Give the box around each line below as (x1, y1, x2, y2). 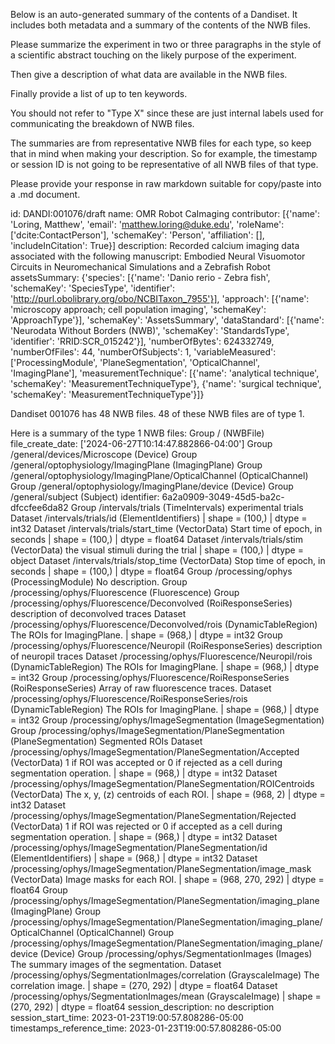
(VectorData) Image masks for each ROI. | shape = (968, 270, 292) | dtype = (10, 874, 325, 885)
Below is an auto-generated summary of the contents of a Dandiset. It (10, 9, 298, 20)
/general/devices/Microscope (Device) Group (10, 449, 198, 460)
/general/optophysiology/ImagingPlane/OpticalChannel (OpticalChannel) (10, 470, 309, 481)
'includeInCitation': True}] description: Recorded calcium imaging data (10, 240, 300, 251)
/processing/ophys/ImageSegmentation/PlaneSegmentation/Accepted (10, 746, 300, 758)
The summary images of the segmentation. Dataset (10, 959, 222, 970)
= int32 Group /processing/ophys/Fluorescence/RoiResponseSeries (10, 672, 290, 683)
